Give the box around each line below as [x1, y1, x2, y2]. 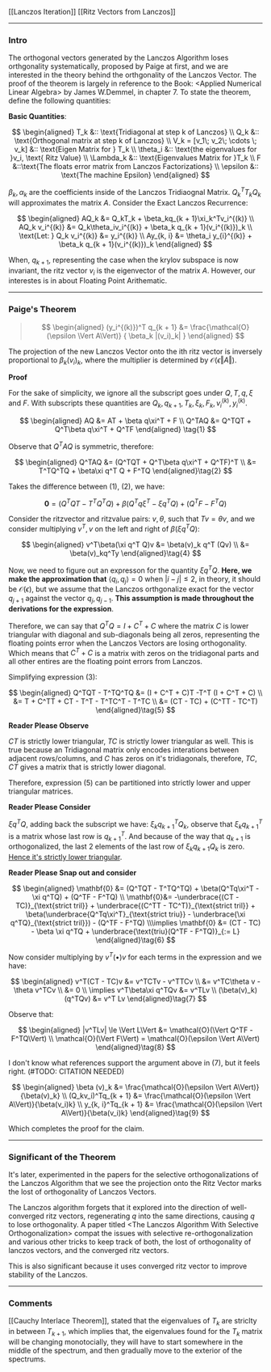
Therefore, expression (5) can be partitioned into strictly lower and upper [8, 778, 252, 788]
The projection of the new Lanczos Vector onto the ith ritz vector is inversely [8, 346, 263, 356]
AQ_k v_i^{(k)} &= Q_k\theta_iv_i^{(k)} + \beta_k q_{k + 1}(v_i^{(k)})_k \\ [19, 222, 252, 231]
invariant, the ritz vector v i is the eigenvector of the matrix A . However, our [8, 265, 256, 277]
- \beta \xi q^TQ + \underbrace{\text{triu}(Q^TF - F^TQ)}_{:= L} [31, 926, 240, 937]
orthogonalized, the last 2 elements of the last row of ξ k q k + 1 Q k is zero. [8, 841, 245, 853]
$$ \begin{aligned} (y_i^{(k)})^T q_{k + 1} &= [41, 322, 189, 332]
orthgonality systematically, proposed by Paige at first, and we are [8, 61, 228, 71]
